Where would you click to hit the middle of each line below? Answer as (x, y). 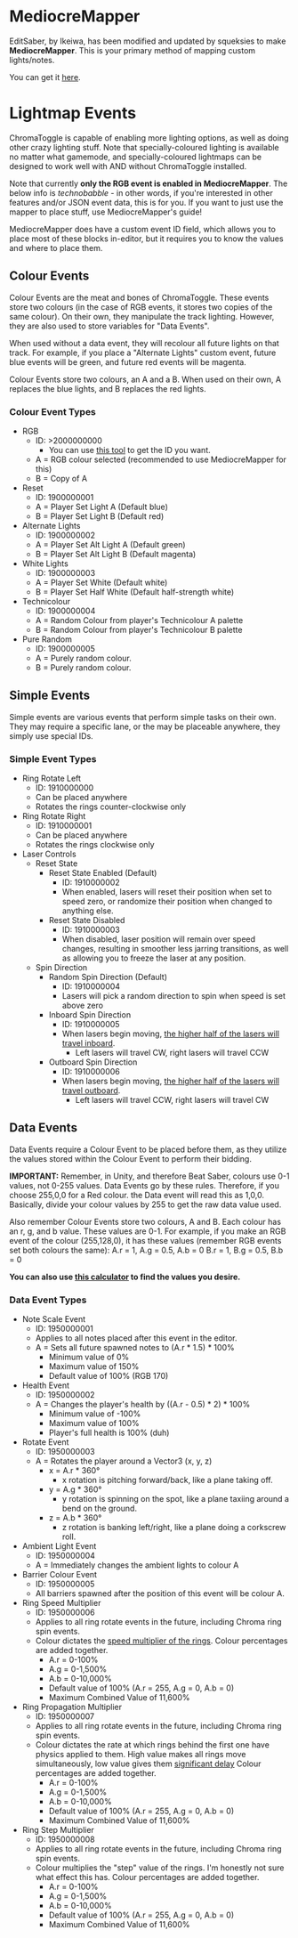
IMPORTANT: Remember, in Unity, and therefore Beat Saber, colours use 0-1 (149, 1176)
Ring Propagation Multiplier (72, 1707)
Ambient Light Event (59, 1546)
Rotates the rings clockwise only (95, 845)
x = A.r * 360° (74, 1471)
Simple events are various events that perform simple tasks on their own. (143, 717)
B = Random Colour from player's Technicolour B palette (139, 629)
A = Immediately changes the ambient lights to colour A (137, 1565)
